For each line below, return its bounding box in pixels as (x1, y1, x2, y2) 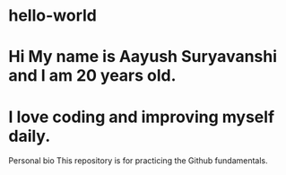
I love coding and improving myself (8, 107, 275, 127)
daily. (8, 126, 51, 146)
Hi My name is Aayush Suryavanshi (8, 47, 278, 67)
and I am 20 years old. (8, 66, 177, 86)
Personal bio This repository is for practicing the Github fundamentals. (8, 155, 268, 166)
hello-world (8, 5, 98, 26)
